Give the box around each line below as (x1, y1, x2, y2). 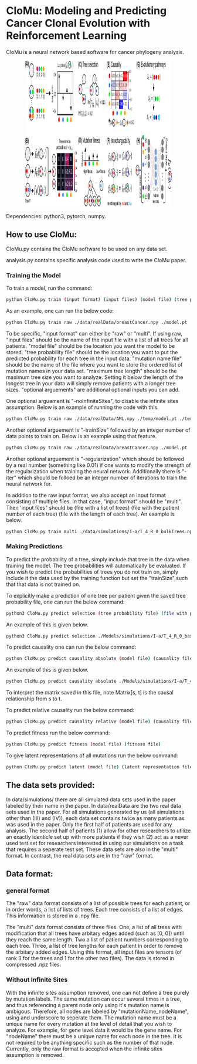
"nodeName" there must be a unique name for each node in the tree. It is (6, 1032, 182, 1039)
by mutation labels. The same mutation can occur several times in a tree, (6, 995, 182, 1002)
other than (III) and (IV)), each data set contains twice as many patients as (6, 814, 185, 822)
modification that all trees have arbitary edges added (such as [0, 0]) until (6, 930, 184, 937)
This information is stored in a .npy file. (6, 912, 100, 919)
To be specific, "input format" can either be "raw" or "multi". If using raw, (6, 330, 183, 337)
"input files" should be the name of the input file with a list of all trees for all (6, 336, 188, 343)
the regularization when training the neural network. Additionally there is (6, 467, 181, 475)
